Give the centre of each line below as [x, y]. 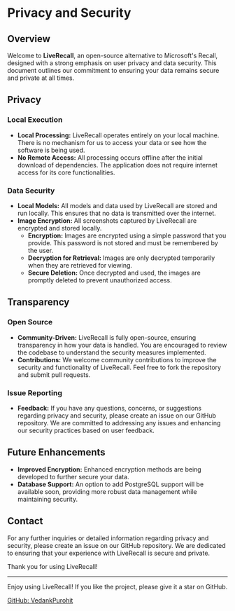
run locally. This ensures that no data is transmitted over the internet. [117, 213]
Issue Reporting [35, 392]
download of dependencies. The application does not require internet [117, 165]
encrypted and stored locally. [59, 228]
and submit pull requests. [54, 375]
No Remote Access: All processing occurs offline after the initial [110, 157]
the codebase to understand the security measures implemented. [112, 352]
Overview [29, 39]
